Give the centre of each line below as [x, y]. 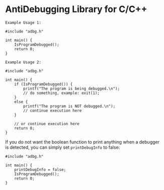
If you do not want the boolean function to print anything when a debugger [82, 142]
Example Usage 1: [23, 23]
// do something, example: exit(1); [61, 93]
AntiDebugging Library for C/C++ [76, 9]
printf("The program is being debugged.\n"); [72, 88]
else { [21, 102]
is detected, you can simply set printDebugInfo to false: [63, 147]
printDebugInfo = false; [40, 169]
